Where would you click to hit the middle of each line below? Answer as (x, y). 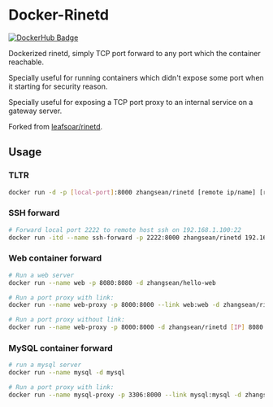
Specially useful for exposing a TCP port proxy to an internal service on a (131, 102)
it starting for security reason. (58, 86)
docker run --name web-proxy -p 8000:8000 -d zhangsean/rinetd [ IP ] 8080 (136, 327)
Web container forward (55, 258)
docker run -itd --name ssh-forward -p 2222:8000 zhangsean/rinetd (125, 238)
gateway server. (35, 111)
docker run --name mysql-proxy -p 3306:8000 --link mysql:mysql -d (125, 395)
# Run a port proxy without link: (67, 320)
